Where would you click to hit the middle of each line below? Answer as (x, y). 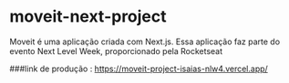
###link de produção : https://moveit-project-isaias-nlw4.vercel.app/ (139, 69)
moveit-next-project (88, 17)
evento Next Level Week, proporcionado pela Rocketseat (116, 51)
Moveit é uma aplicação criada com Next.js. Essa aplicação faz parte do (145, 41)
